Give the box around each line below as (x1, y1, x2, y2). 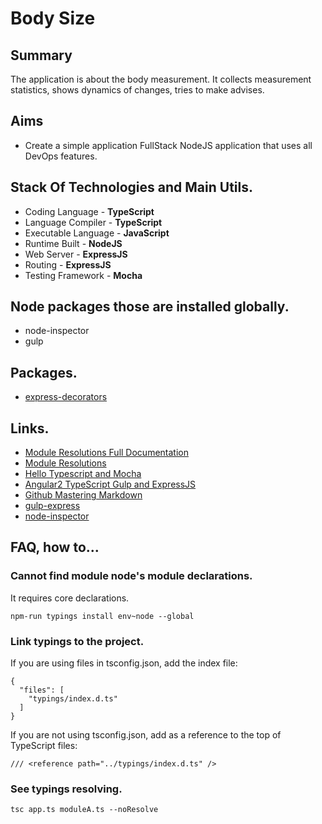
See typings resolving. (10, 782, 123, 796)
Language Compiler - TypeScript (24, 216, 163, 228)
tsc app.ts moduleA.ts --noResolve (10, 805, 159, 815)
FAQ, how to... (10, 539, 100, 556)
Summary (10, 47, 73, 64)
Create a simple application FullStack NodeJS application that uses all (24, 139, 313, 151)
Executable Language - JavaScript (24, 227, 170, 239)
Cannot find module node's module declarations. (10, 569, 253, 583)
